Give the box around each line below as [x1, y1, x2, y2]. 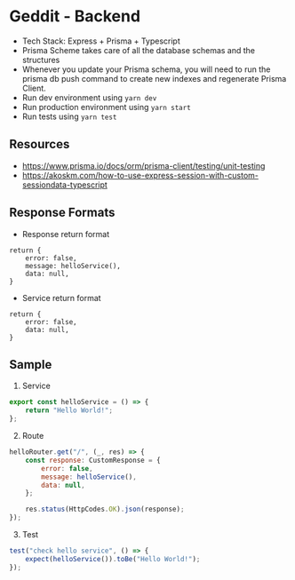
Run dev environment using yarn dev [21, 91, 157, 103]
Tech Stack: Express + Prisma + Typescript [21, 36, 180, 46]
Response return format [21, 228, 109, 239]
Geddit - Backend [9, 6, 140, 27]
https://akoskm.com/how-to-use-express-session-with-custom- [21, 170, 259, 180]
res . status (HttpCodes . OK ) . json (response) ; [25, 505, 185, 514]
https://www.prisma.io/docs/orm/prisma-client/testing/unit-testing [21, 160, 266, 171]
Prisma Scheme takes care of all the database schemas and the [21, 44, 256, 55]
